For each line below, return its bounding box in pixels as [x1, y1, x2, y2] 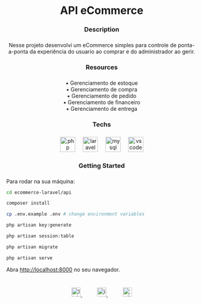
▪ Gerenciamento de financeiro [63, 98, 140, 106]
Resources [85, 63, 118, 71]
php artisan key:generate [6, 222, 71, 228]
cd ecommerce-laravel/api [6, 189, 71, 196]
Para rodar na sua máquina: [6, 177, 76, 185]
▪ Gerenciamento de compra [66, 85, 137, 93]
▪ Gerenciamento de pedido [67, 92, 137, 99]
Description [84, 25, 120, 34]
